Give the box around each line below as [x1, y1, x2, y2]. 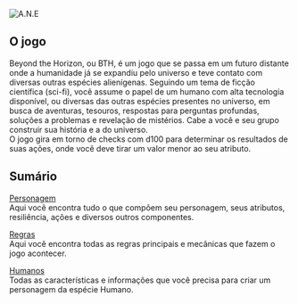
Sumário [9, 169, 58, 185]
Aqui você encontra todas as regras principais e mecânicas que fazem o [9, 238, 276, 249]
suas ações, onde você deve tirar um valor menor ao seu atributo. [9, 143, 252, 153]
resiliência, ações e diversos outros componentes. [9, 211, 195, 222]
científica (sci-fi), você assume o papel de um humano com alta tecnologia [9, 86, 285, 97]
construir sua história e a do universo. [9, 124, 149, 135]
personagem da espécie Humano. [9, 283, 134, 294]
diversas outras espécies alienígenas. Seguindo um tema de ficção [9, 77, 256, 87]
